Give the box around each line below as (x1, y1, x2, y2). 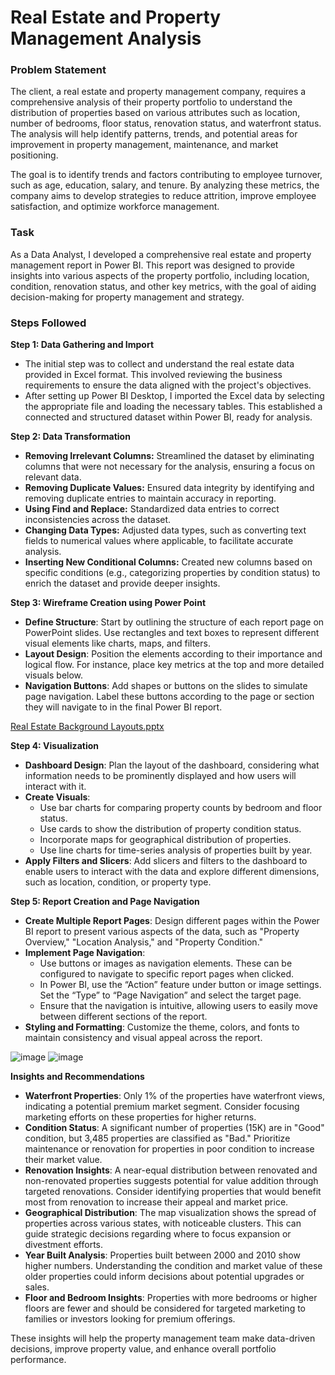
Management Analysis (10, 27, 202, 50)
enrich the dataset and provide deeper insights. (24, 577, 221, 590)
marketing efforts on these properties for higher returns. (24, 1111, 257, 1123)
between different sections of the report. (39, 1011, 208, 1023)
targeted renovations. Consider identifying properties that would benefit (24, 1186, 322, 1198)
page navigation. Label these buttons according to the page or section (24, 691, 315, 703)
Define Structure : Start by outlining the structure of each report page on (24, 616, 325, 628)
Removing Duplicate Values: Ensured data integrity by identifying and (24, 482, 315, 494)
